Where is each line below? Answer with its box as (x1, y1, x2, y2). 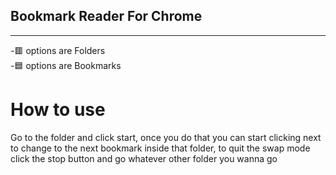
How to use (10, 99, 106, 121)
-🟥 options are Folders (10, 44, 106, 56)
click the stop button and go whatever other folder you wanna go (10, 152, 278, 164)
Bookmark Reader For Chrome (10, 8, 203, 25)
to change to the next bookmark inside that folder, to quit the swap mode (10, 142, 311, 154)
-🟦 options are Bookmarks (10, 59, 122, 71)
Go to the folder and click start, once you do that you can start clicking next (10, 131, 322, 143)
